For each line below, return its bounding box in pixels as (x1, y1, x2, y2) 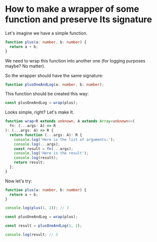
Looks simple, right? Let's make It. (5, 109, 75, 115)
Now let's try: (5, 178, 32, 184)
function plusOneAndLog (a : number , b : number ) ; (5, 82, 105, 87)
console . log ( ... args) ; (14, 142, 60, 147)
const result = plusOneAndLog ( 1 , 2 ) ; (5, 223, 82, 228)
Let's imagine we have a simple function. (5, 30, 88, 36)
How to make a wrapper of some (5, 3, 139, 15)
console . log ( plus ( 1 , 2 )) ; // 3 (5, 206, 69, 211)
